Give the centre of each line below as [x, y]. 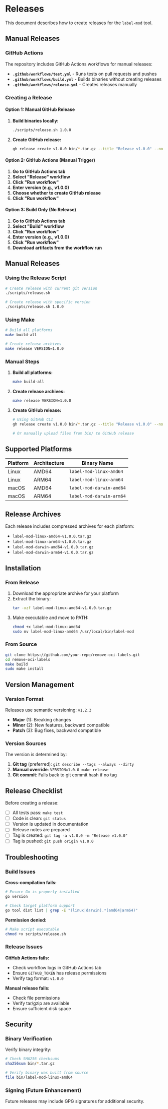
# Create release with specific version [48, 302]
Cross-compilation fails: [31, 883]
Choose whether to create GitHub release [57, 193]
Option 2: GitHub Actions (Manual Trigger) [50, 160]
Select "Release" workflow [41, 176]
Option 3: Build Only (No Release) [41, 210]
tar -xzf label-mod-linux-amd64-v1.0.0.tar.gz [62, 608]
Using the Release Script [36, 278]
